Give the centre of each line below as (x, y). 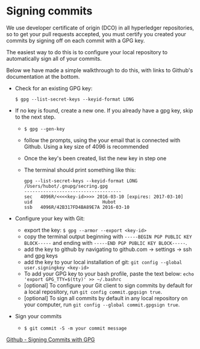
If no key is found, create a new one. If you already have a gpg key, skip (104, 110)
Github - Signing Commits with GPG (51, 339)
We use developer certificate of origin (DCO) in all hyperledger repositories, (100, 28)
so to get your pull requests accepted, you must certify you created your (96, 34)
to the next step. (35, 117)
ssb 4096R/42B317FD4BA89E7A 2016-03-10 (77, 207)
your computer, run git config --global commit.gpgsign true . (102, 304)
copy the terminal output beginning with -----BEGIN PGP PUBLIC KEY (108, 236)
